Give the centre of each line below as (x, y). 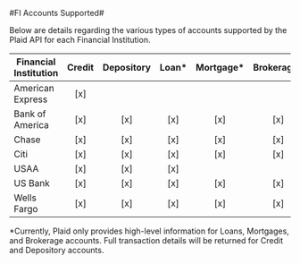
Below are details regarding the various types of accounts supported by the (148, 30)
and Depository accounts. (57, 250)
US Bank (32, 183)
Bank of (30, 114)
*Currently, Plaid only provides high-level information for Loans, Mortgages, (150, 231)
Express (31, 99)
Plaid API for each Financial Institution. (80, 40)
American (34, 88)
